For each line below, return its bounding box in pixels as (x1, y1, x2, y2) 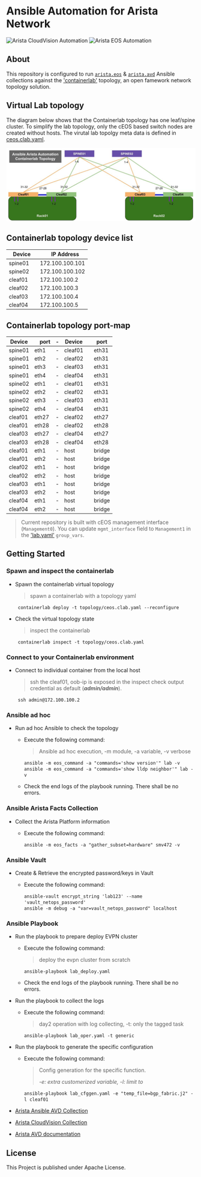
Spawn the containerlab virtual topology (14, 580, 115, 588)
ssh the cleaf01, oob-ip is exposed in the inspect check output (29, 678, 184, 686)
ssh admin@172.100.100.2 (17, 697, 80, 704)
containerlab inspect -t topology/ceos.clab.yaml (17, 639, 145, 645)
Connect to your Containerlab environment (6, 653, 134, 661)
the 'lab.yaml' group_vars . (20, 532, 85, 539)
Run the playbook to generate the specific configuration (14, 1044, 154, 1051)
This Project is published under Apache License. (6, 1164, 126, 1171)
